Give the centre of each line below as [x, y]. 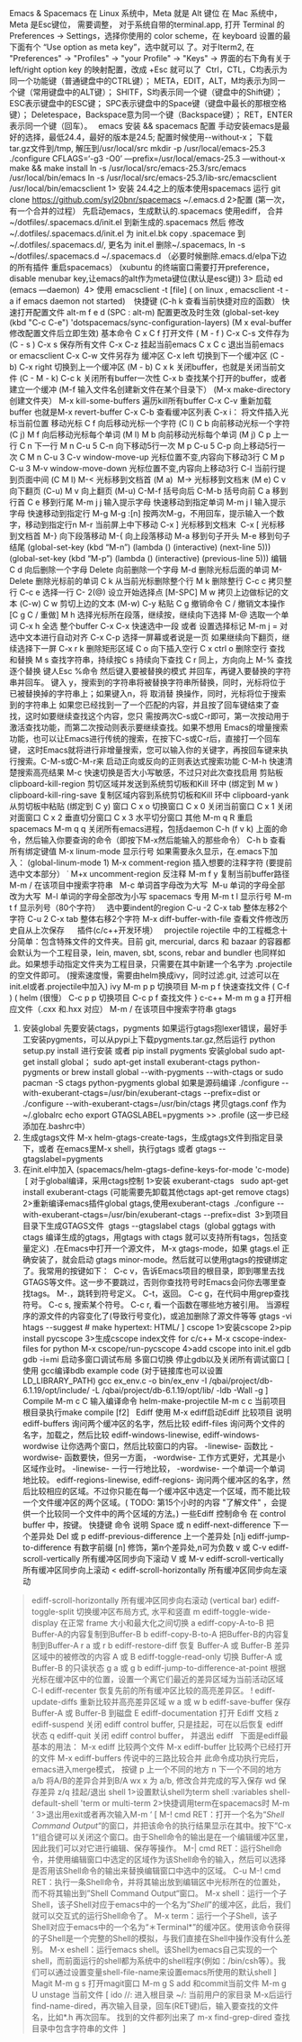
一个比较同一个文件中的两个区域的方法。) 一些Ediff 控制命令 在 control [158, 1513]
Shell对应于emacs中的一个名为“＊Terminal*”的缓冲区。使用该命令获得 [160, 1927]
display [44, 1623]
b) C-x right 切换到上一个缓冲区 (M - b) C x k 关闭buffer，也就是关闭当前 [143, 367]
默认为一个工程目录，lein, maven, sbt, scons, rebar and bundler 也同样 [147, 953]
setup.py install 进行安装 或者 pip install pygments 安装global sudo [145, 1051]
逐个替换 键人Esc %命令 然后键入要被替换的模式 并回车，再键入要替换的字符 [151, 671]
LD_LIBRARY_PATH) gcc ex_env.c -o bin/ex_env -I [115, 1381]
